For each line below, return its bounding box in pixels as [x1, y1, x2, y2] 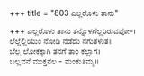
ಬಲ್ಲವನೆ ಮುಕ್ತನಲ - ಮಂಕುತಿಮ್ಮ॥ [9, 55, 100, 66]
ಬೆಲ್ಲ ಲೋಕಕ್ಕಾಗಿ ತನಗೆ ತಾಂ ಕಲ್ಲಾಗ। [9, 46, 102, 56]
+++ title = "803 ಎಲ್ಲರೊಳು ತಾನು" [9, 8, 119, 18]
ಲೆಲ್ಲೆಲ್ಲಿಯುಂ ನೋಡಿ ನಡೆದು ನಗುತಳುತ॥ [9, 36, 114, 46]
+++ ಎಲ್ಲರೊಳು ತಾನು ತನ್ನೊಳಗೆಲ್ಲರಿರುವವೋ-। [9, 26, 137, 36]
